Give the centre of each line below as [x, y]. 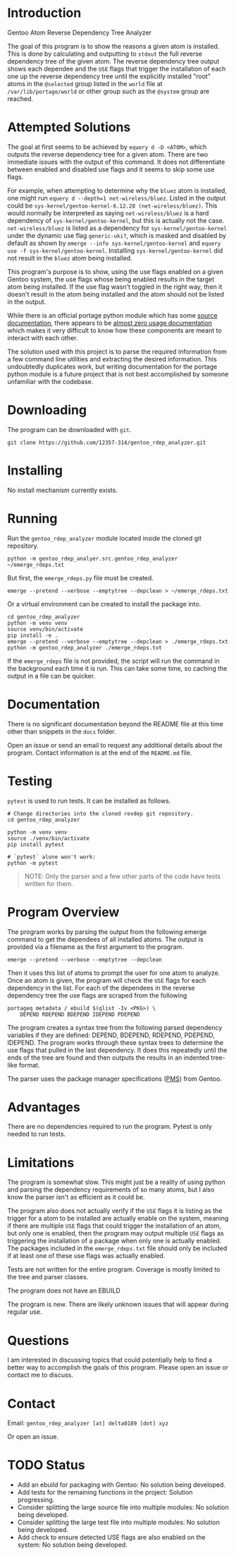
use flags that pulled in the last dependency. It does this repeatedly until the [117, 1050]
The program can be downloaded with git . [69, 429]
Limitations [41, 1162]
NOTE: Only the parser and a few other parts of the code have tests [122, 876]
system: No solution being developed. [73, 1545]
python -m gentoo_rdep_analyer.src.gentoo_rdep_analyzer [93, 558]
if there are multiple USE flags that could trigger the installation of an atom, [114, 1226]
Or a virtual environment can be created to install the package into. [104, 604]
